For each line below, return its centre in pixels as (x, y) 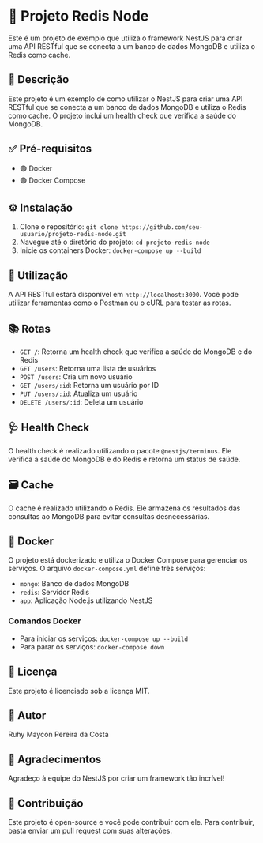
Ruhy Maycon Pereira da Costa (58, 735)
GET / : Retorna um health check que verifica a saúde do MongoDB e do (136, 352)
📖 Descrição (39, 79)
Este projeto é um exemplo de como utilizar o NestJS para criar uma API (126, 99)
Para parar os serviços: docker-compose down (92, 646)
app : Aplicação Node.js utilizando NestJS (86, 600)
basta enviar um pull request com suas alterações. (90, 830)
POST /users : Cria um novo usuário (76, 377)
